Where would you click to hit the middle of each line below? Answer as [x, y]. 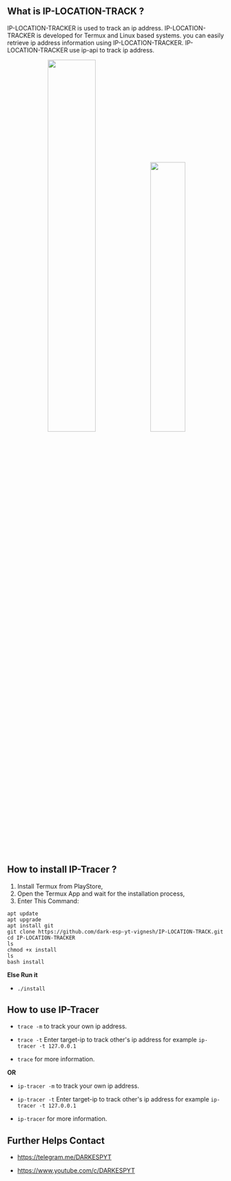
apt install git [30, 925]
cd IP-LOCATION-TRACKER [41, 938]
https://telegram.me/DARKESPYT [64, 1158]
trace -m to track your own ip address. [72, 1026]
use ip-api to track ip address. [112, 50]
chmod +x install [32, 949]
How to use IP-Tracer [53, 1010]
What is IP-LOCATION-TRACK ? [76, 11]
